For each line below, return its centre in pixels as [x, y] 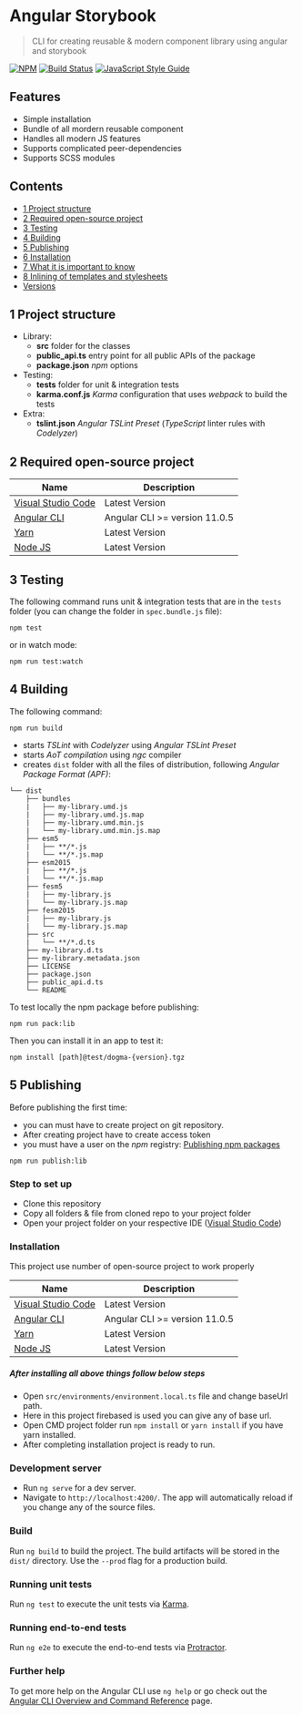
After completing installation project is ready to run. [119, 1444]
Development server [55, 1468]
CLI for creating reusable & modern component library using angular [160, 41]
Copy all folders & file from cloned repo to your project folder [137, 1213]
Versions [39, 286]
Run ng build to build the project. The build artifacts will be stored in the [145, 1551]
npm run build [36, 728]
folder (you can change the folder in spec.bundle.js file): [116, 611]
